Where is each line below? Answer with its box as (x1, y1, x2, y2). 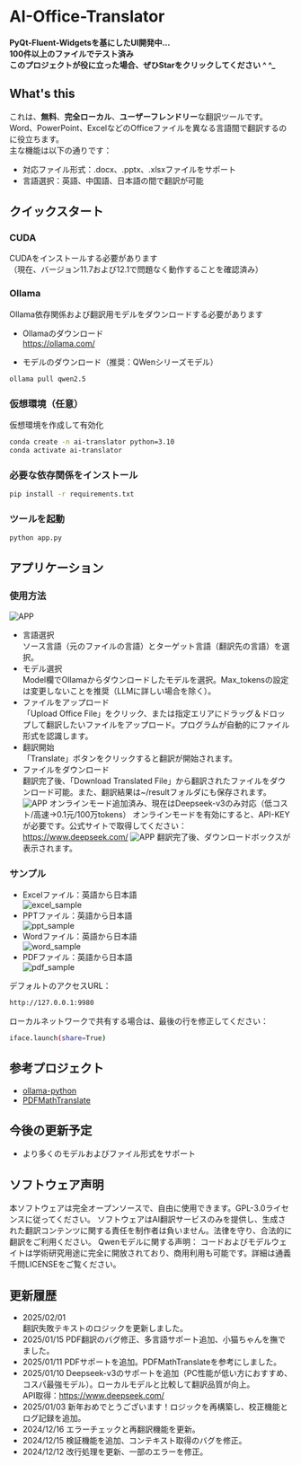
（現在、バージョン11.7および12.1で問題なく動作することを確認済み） (9, 264, 263, 275)
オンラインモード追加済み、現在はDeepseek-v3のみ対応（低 (49, 798, 272, 808)
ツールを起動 (9, 512, 66, 525)
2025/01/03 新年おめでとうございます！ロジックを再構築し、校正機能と (22, 1401, 289, 1412)
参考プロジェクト (9, 1061, 104, 1076)
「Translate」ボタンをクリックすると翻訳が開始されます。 (22, 753, 238, 763)
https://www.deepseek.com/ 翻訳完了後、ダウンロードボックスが (22, 831, 291, 842)
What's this (9, 86, 75, 101)
